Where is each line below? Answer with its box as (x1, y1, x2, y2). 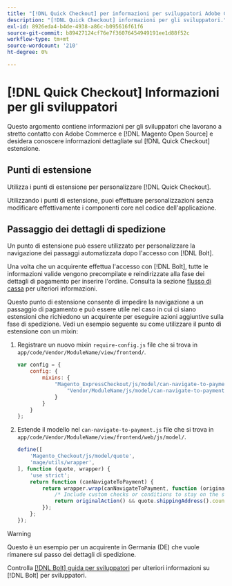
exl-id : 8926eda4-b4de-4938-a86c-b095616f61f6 (7, 23, 144, 30)
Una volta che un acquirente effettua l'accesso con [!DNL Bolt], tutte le (7, 262, 209, 271)
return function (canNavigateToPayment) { (30, 478, 154, 485)
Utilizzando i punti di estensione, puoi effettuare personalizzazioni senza (7, 196, 214, 204)
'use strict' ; (30, 472, 70, 479)
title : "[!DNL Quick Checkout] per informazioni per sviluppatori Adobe (7, 10, 221, 17)
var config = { (17, 361, 61, 369)
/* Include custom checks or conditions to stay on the (54, 491, 219, 498)
